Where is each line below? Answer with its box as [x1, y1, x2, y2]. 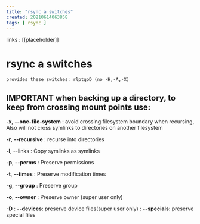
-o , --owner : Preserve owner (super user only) [6, 194, 124, 201]
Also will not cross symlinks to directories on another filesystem [6, 125, 163, 132]
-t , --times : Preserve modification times [6, 170, 106, 178]
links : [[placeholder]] [6, 36, 59, 43]
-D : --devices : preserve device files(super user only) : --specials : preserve [6, 205, 194, 212]
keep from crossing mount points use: [6, 102, 151, 112]
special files [6, 211, 36, 219]
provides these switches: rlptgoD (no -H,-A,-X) [6, 77, 130, 83]
